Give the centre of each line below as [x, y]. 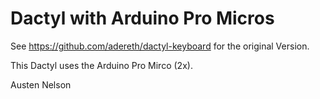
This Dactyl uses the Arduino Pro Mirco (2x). [101, 65]
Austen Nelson [41, 84]
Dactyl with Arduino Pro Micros [142, 18]
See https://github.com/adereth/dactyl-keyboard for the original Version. [160, 46]
